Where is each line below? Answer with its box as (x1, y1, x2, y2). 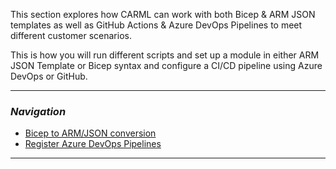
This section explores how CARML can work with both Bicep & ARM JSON (10, 9, 316, 20)
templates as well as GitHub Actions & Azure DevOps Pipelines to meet (10, 19, 303, 31)
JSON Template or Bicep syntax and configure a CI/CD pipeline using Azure (10, 60, 323, 71)
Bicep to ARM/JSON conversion (24, 127, 157, 139)
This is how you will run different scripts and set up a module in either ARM (10, 49, 320, 61)
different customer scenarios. (10, 30, 132, 41)
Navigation (10, 104, 67, 118)
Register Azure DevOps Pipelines (24, 138, 162, 150)
